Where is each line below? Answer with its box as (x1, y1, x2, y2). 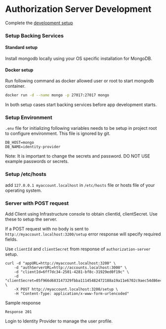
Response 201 (5, 310, 32, 315)
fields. (5, 236, 18, 242)
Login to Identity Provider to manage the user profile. (5, 318, 113, 324)
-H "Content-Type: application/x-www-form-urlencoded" (14, 291, 129, 296)
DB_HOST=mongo (5, 140, 35, 145)
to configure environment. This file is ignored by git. (5, 130, 111, 137)
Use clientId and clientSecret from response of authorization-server (5, 246, 151, 252)
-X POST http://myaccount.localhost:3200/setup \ (14, 287, 119, 292)
